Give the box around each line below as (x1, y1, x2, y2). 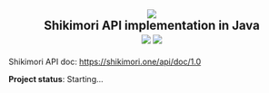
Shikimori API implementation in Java (44, 18, 260, 33)
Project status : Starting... (8, 73, 104, 84)
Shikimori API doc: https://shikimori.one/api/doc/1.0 (8, 56, 202, 67)
